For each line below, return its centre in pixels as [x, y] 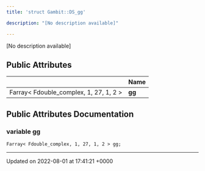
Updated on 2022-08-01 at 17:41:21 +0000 [60, 161]
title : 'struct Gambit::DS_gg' [46, 12]
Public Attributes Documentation [70, 114]
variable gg [23, 131]
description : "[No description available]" [63, 23]
